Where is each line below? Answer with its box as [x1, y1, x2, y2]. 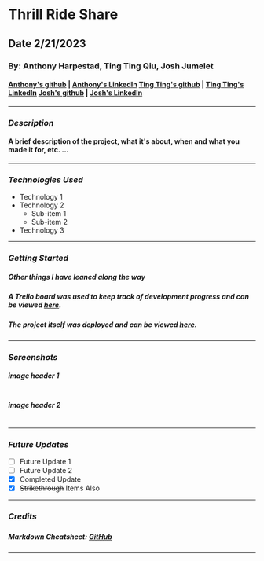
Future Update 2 [19, 465, 73, 475]
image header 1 [8, 371, 60, 380]
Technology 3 [19, 225, 64, 235]
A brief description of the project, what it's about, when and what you [8, 137, 240, 146]
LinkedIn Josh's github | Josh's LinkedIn [8, 88, 143, 97]
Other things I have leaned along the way [8, 272, 145, 281]
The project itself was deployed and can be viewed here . [8, 320, 198, 329]
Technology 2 [19, 200, 64, 210]
